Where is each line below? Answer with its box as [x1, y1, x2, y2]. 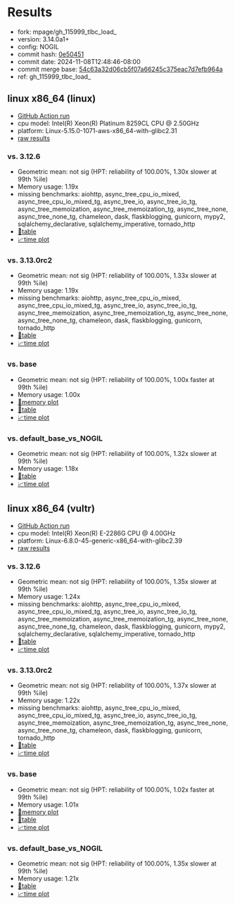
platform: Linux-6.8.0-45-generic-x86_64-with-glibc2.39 [17, 536, 183, 545]
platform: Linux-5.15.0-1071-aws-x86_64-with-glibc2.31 [17, 126, 177, 134]
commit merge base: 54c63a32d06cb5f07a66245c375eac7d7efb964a [17, 65, 223, 73]
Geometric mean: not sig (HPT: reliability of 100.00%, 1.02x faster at [17, 785, 215, 794]
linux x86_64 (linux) [7, 93, 96, 105]
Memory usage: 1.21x [17, 874, 80, 882]
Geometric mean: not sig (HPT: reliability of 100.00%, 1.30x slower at [17, 167, 217, 176]
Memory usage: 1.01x [17, 800, 80, 809]
